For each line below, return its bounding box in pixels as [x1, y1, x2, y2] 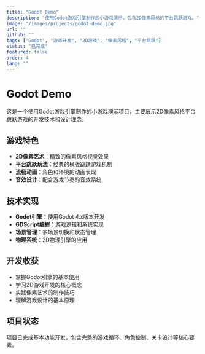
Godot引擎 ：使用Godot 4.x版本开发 [15, 213, 106, 221]
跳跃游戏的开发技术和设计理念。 [6, 116, 87, 123]
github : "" [6, 32, 34, 38]
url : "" [6, 26, 26, 33]
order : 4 [6, 55, 29, 61]
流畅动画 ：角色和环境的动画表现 [15, 168, 96, 176]
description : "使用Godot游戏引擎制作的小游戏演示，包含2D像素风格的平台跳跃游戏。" [6, 15, 199, 21]
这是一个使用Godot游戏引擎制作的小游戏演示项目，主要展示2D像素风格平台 [6, 108, 196, 116]
